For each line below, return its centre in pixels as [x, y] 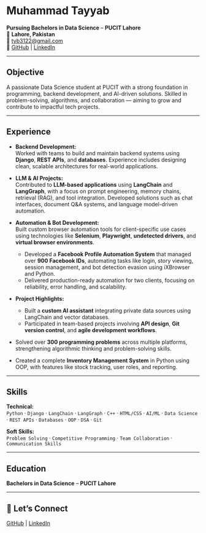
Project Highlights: [40, 298]
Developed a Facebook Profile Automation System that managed [108, 254]
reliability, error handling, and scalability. [75, 287]
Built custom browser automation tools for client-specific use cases [101, 229]
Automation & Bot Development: [57, 222]
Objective [25, 72]
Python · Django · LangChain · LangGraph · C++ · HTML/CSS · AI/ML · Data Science [102, 413]
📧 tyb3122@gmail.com [35, 41]
